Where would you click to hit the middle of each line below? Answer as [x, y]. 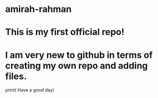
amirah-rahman [38, 9]
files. [16, 76]
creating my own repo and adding [76, 65]
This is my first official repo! [65, 32]
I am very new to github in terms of [79, 55]
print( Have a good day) [30, 90]
